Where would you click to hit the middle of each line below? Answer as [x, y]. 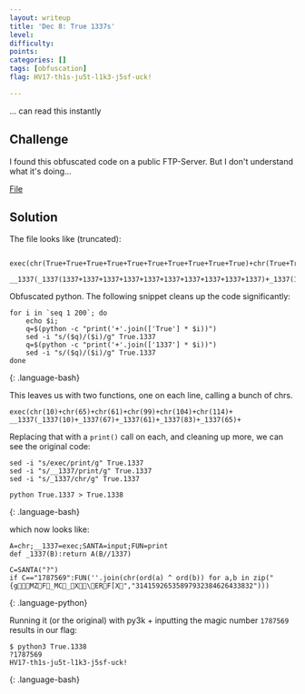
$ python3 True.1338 [49, 647]
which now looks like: [49, 529]
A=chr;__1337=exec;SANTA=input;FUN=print [89, 547]
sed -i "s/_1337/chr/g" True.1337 [75, 479]
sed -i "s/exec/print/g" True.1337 [77, 463]
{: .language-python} [49, 603]
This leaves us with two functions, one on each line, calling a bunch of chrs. [151, 396]
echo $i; [42, 321]
